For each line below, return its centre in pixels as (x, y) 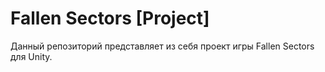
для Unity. (31, 56)
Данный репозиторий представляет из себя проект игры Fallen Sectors (162, 46)
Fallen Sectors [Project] (110, 18)
